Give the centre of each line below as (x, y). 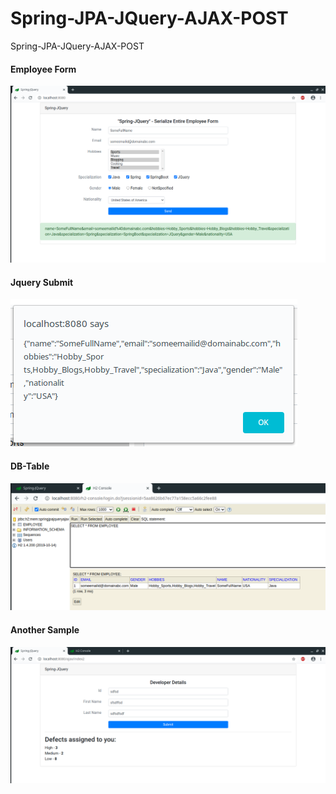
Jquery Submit (42, 282)
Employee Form (43, 69)
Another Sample (45, 629)
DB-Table (30, 466)
